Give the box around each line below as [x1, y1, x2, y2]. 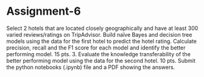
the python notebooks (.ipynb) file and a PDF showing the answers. [6, 63, 175, 71]
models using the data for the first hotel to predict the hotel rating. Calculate [6, 37, 197, 45]
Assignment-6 [6, 4, 81, 18]
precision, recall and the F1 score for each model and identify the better [6, 44, 186, 51]
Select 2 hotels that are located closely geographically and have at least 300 [6, 24, 199, 32]
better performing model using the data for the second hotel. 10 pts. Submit [6, 57, 196, 64]
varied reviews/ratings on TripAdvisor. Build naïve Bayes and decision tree [6, 31, 192, 38]
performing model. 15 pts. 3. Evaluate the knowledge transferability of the [6, 50, 191, 57]
